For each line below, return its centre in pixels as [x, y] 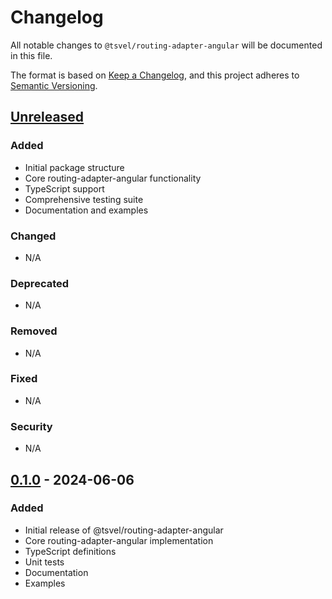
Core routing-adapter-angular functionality [113, 178]
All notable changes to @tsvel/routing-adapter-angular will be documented [166, 45]
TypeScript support [64, 188]
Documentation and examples [86, 210]
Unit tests [44, 562]
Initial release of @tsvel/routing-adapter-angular [124, 530]
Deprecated [40, 283]
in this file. [31, 55]
